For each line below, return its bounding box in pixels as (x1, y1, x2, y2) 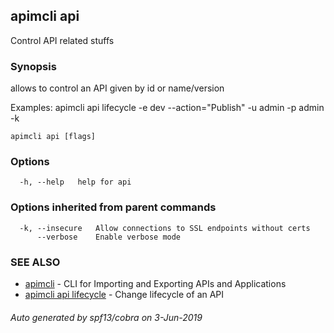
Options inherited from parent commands (10, 200, 217, 214)
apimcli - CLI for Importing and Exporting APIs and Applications (24, 278, 287, 289)
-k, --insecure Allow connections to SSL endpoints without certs (19, 223, 311, 233)
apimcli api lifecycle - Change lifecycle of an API (24, 289, 225, 300)
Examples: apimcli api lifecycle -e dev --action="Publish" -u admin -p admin (10, 102, 325, 114)
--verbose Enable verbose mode (36, 232, 182, 242)
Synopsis (10, 59, 57, 73)
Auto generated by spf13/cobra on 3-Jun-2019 (10, 311, 203, 323)
